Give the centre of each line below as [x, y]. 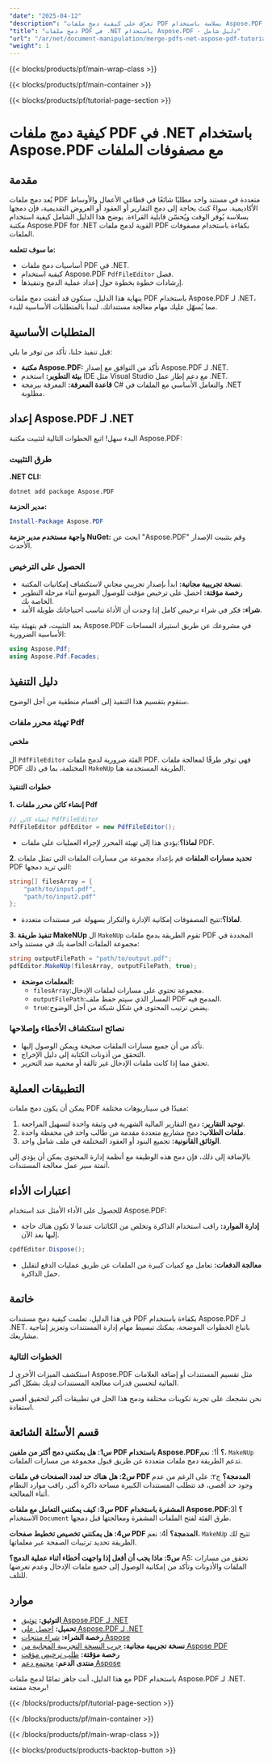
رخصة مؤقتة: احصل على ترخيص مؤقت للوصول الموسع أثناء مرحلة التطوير [132, 593]
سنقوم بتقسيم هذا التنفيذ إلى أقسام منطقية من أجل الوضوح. [99, 701]
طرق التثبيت [30, 459]
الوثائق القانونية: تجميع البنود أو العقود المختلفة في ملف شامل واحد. [121, 1141]
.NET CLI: [25, 477]
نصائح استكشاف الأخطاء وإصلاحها [67, 1029]
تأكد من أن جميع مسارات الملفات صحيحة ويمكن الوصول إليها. [113, 1046]
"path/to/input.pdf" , [60, 889]
